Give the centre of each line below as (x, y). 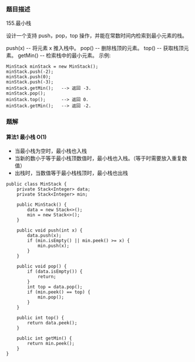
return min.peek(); (51, 344)
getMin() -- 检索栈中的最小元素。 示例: (64, 56)
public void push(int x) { (50, 230)
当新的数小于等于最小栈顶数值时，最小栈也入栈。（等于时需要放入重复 (98, 158)
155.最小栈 (19, 23)
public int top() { (41, 318)
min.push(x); (53, 246)
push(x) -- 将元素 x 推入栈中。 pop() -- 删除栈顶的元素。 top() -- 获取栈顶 (95, 48)
